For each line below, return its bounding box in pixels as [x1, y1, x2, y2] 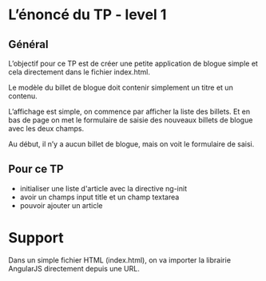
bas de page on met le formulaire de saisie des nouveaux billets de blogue [8, 115, 253, 125]
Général [8, 38, 50, 51]
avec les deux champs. [8, 124, 85, 133]
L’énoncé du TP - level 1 [8, 6, 167, 24]
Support [8, 229, 64, 247]
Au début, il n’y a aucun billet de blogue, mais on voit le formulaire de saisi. [8, 139, 255, 149]
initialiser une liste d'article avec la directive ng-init [19, 183, 188, 193]
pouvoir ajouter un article [19, 200, 103, 210]
